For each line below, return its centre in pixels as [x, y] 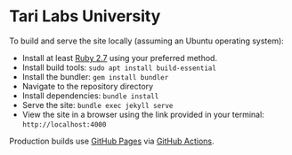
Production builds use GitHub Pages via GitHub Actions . [112, 141]
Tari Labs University [85, 16]
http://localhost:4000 [64, 124]
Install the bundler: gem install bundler [95, 76]
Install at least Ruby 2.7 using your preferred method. [120, 58]
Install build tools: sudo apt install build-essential [119, 67]
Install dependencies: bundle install [90, 96]
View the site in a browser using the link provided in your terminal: [143, 114]
